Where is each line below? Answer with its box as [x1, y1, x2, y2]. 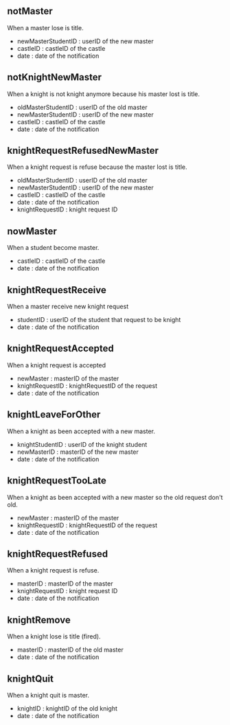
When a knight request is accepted [7, 360, 106, 369]
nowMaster [7, 225, 57, 237]
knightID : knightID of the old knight [16, 704, 118, 713]
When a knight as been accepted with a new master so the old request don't [7, 493, 223, 501]
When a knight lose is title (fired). [7, 632, 101, 641]
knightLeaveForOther [7, 408, 101, 421]
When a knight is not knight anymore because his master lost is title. [7, 89, 200, 98]
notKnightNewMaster [7, 71, 102, 83]
